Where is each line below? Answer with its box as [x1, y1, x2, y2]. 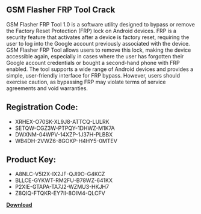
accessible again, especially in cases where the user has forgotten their [6, 52, 184, 60]
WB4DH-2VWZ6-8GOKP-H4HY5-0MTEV [14, 137, 117, 144]
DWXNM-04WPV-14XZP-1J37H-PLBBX [14, 130, 113, 138]
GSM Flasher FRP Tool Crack [6, 5, 116, 15]
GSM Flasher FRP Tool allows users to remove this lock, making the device [6, 46, 191, 53]
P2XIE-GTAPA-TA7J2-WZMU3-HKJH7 [14, 183, 110, 191]
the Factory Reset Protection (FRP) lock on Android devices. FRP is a [6, 27, 176, 34]
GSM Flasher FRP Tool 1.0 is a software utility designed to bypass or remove [6, 20, 196, 28]
